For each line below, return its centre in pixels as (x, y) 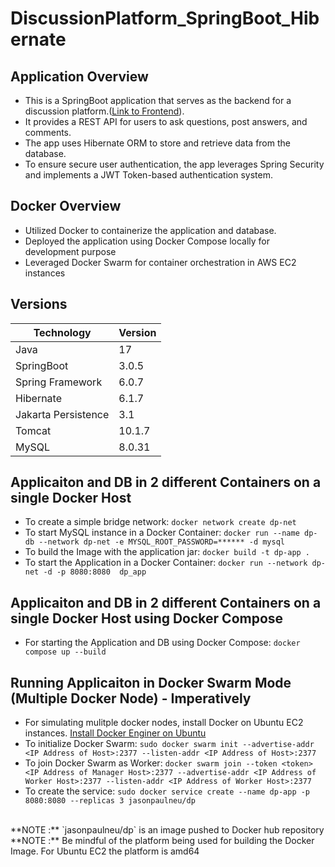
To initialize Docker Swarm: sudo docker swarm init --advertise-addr (169, 744)
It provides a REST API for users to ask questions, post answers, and (166, 121)
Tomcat (33, 430)
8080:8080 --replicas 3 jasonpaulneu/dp (110, 801)
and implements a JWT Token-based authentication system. (148, 175)
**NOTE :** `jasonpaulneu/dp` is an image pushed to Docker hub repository (167, 830)
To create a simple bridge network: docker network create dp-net (160, 522)
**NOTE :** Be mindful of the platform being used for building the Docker (162, 841)
